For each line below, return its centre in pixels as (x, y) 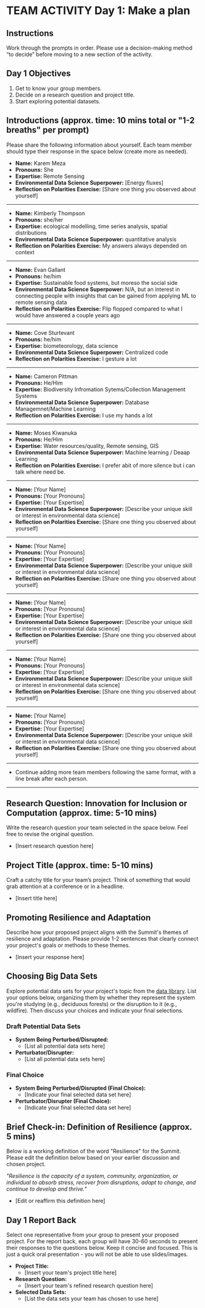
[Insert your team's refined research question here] (89, 1286)
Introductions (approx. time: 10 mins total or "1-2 (101, 121)
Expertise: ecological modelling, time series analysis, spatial (91, 226)
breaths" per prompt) (48, 130)
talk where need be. (40, 472)
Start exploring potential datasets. (58, 101)
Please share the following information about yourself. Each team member (99, 145)
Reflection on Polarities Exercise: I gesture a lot (76, 359)
